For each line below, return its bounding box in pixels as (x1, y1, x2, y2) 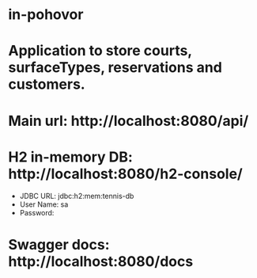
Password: (19, 208, 55, 217)
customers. (8, 75, 85, 93)
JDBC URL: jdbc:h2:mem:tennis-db (19, 191, 134, 200)
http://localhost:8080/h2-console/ (8, 165, 243, 183)
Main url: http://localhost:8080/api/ (8, 112, 249, 130)
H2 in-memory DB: (8, 148, 133, 166)
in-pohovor (8, 6, 84, 24)
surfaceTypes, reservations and (8, 59, 223, 77)
